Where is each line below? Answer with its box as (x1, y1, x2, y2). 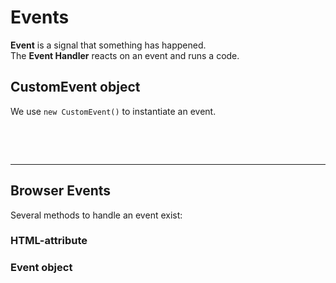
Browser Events (10, 182, 112, 200)
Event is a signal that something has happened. (10, 39, 207, 51)
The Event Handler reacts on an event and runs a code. (10, 49, 240, 61)
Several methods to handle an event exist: (10, 209, 183, 221)
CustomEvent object (10, 79, 141, 96)
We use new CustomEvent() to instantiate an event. (10, 105, 217, 117)
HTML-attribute (10, 234, 88, 248)
